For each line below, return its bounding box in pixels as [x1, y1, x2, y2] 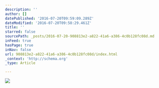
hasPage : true [5, 43, 34, 48]
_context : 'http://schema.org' [5, 56, 68, 61]
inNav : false [5, 47, 31, 52]
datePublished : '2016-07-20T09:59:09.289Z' [5, 16, 94, 21]
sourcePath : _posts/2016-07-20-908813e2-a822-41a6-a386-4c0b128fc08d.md [5, 34, 155, 39]
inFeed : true [5, 38, 31, 43]
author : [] [5, 12, 27, 16]
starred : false [5, 29, 36, 34]
